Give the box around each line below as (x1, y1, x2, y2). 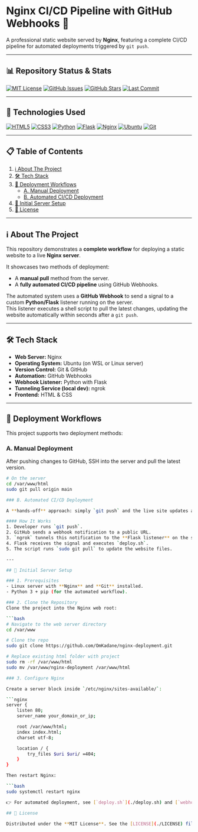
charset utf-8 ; (16, 734, 54, 740)
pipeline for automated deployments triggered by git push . (6, 43, 149, 50)
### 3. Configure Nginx (6, 675, 65, 681)
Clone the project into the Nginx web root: (6, 605, 117, 611)
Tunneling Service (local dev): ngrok (14, 385, 106, 391)
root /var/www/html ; (16, 724, 67, 730)
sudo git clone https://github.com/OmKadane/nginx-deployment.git (6, 643, 173, 649)
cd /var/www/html (6, 481, 49, 487)
